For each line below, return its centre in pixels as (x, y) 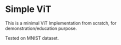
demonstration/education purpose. (41, 28)
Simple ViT (28, 9)
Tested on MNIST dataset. (32, 38)
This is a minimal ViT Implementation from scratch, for (61, 23)
